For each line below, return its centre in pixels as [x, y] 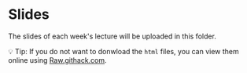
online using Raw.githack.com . [58, 60]
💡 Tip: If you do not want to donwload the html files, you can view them [124, 51]
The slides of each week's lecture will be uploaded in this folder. [112, 36]
